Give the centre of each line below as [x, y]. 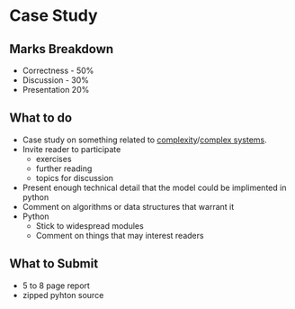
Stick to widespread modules [89, 225]
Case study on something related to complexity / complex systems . [144, 140]
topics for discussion [75, 177]
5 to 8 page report [56, 286]
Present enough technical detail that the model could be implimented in [154, 187]
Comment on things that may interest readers [120, 235]
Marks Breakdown [62, 49]
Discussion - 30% [56, 80]
